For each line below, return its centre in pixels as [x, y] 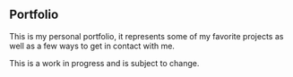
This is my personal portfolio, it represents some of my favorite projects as [146, 36]
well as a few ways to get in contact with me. [92, 46]
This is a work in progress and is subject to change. [104, 63]
